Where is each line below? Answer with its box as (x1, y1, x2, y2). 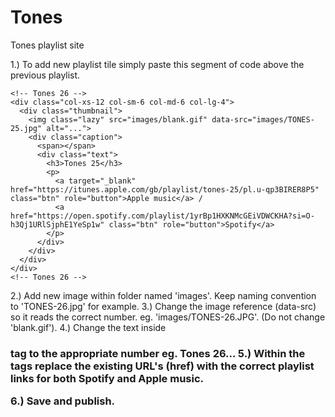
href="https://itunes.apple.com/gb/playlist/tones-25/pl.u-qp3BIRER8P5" (10, 184, 320, 195)
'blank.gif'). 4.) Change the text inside (10, 321, 167, 333)
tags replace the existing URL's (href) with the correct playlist (10, 359, 315, 373)
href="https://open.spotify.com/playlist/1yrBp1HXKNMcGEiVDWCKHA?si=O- (10, 211, 315, 221)
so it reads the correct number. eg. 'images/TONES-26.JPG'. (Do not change (10, 311, 326, 323)
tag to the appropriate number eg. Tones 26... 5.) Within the (10, 346, 306, 360)
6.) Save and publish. (10, 394, 116, 408)
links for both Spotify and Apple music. (10, 371, 205, 385)
